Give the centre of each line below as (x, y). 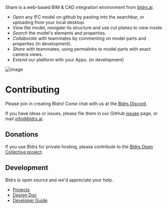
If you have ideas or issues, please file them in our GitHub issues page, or (81, 113)
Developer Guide (30, 200)
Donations (22, 134)
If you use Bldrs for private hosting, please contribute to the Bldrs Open (79, 146)
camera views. (28, 54)
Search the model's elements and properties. (59, 33)
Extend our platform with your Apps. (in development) (68, 60)
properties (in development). (42, 44)
